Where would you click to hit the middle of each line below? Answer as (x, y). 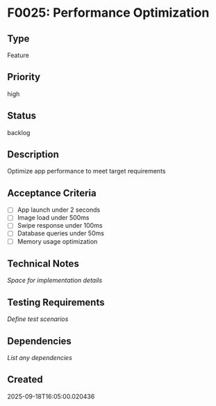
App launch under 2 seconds (59, 210)
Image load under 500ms (53, 218)
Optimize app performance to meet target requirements (86, 171)
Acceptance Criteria (52, 193)
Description (33, 155)
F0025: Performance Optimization (108, 13)
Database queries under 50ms (60, 233)
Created (25, 380)
